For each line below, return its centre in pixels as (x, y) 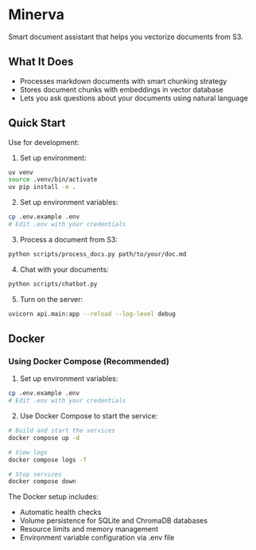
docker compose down (43, 481)
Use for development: (44, 142)
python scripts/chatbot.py (53, 284)
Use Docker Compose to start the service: (89, 416)
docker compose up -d (44, 438)
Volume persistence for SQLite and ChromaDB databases (114, 521)
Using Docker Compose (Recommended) (89, 361)
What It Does (41, 62)
